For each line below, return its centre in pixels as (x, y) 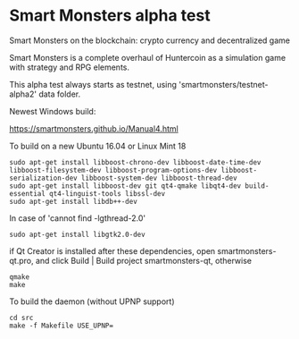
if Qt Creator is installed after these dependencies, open (112, 250)
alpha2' (23, 94)
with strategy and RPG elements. (69, 67)
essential (28, 193)
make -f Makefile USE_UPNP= (62, 326)
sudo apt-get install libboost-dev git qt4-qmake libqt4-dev (125, 186)
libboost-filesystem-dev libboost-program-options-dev (113, 170)
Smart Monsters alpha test (110, 16)
